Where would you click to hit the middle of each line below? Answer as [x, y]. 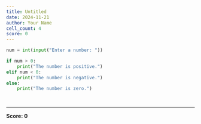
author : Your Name [29, 23]
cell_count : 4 [24, 28]
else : [13, 83]
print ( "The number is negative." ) [60, 77]
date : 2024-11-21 [28, 17]
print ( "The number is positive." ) [60, 66]
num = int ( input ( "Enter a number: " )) [54, 50]
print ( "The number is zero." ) [55, 89]
